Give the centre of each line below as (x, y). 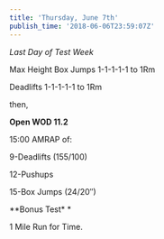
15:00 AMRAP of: (41, 139)
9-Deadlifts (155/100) (49, 156)
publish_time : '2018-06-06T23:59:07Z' (82, 26)
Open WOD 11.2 (39, 122)
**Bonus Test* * (41, 209)
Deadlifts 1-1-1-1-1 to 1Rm (56, 87)
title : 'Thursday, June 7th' (64, 18)
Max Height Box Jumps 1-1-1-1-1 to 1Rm (82, 69)
